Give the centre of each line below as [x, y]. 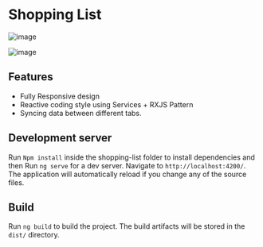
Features [31, 77]
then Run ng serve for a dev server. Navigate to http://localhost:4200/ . [127, 165]
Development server [60, 138]
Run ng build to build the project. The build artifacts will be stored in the [127, 226]
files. [16, 182]
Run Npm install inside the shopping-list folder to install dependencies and [131, 157]
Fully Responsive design [59, 96]
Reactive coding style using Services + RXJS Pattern [106, 104]
